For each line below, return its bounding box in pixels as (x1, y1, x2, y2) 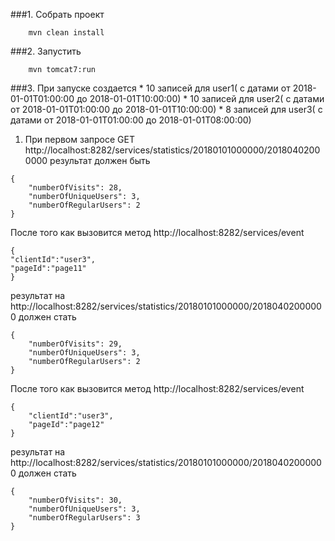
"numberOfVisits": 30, (28, 495, 123, 505)
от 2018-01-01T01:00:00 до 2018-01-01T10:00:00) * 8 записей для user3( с (10, 104, 323, 115)
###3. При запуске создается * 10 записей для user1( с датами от (10, 82, 291, 94)
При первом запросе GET (24, 134, 135, 145)
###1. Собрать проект (10, 9, 105, 20)
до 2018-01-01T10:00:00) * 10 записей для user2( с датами (76, 93, 325, 104)
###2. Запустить (10, 45, 82, 57)
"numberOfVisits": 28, (28, 183, 123, 193)
